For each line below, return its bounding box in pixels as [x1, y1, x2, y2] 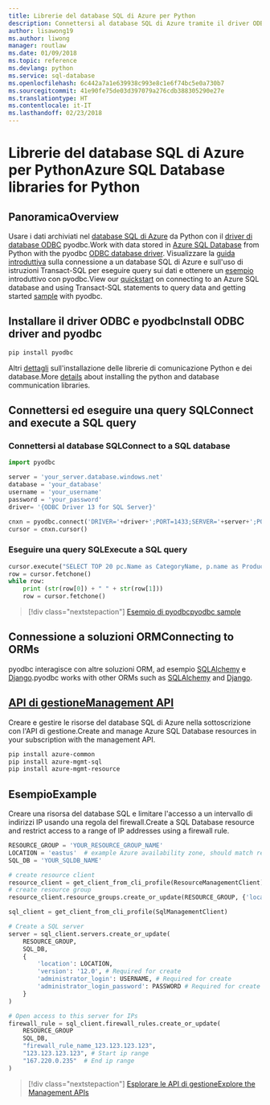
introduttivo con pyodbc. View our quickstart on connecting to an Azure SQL [8, 275, 260, 283]
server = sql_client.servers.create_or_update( [8, 929, 171, 938]
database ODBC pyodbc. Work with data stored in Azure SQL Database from [8, 240, 260, 250]
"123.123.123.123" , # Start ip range [22, 1049, 149, 1057]
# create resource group [8, 886, 92, 894]
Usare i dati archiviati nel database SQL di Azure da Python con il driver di [8, 231, 253, 241]
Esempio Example [8, 787, 97, 801]
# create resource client [8, 871, 95, 879]
